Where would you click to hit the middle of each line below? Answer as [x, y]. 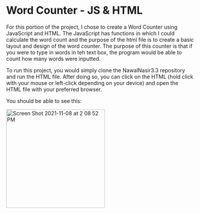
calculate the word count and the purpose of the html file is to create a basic [100, 39]
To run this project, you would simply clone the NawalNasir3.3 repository [96, 70]
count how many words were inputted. [53, 59]
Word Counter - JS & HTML [75, 10]
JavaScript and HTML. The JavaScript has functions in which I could [90, 33]
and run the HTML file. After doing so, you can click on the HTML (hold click [100, 77]
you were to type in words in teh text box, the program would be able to [94, 52]
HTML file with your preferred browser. [54, 89]
